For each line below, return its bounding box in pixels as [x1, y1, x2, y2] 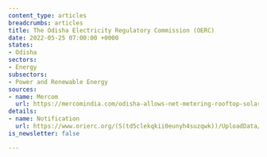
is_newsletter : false [8, 129, 80, 137]
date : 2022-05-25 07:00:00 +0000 [8, 33, 119, 42]
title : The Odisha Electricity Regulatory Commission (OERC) [8, 26, 215, 34]
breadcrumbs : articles [8, 19, 83, 27]
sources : [8, 85, 37, 94]
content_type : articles [8, 11, 87, 20]
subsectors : [8, 71, 48, 78]
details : [8, 108, 37, 116]
